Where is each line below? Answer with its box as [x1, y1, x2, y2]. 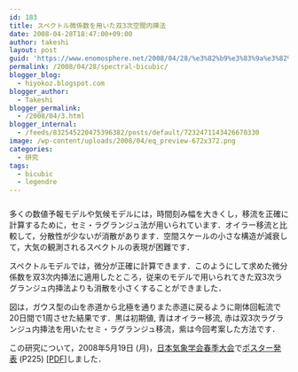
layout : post [9, 46, 58, 55]
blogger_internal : [9, 120, 77, 129]
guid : [9, 54, 29, 63]
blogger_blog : [9, 71, 62, 80]
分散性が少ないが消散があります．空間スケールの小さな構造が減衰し [39, 231, 288, 242]
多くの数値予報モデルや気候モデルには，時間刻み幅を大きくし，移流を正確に [9, 209, 289, 220]
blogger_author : [9, 87, 69, 96]
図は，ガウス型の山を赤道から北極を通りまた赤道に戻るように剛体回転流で [9, 302, 281, 313]
